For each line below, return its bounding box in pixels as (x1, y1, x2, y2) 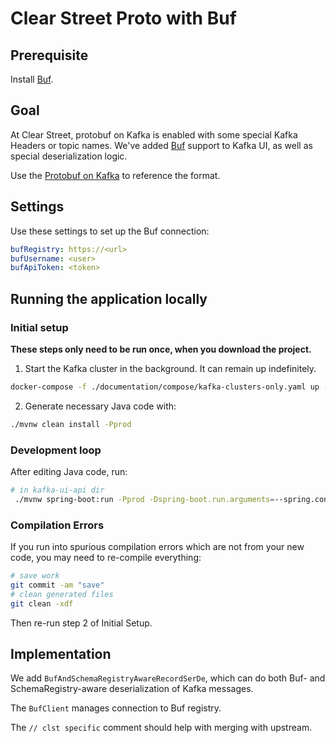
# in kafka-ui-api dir (10, 485, 105, 495)
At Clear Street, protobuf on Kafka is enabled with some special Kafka (10, 128, 298, 141)
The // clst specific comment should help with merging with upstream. (10, 722, 313, 734)
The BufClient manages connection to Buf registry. (10, 702, 222, 714)
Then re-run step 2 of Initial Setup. (10, 617, 153, 629)
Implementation (10, 645, 112, 662)
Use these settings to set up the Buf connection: (10, 225, 210, 237)
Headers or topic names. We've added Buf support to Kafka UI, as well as (10, 139, 313, 151)
